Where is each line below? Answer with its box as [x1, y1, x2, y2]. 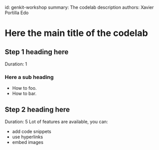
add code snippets [12, 129, 51, 135]
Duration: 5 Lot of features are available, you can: [5, 119, 108, 125]
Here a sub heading [5, 73, 54, 81]
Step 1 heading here [5, 48, 69, 56]
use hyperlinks [12, 134, 43, 140]
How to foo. [12, 85, 37, 91]
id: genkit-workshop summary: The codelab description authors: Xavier [5, 5, 154, 10]
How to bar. [12, 91, 37, 97]
